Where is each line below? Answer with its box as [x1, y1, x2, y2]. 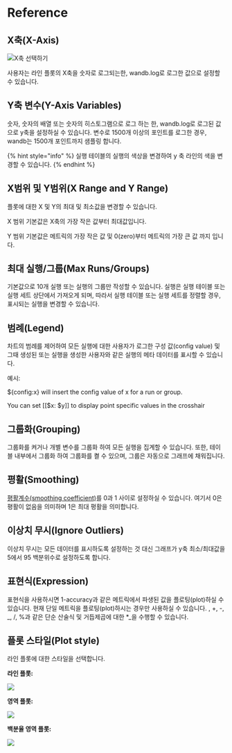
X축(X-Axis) [7, 34, 60, 46]
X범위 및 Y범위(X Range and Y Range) [7, 183, 168, 195]
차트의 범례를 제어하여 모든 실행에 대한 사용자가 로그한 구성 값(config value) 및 [7, 342, 220, 350]
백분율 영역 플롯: [7, 725, 52, 734]
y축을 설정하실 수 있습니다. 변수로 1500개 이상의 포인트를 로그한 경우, [19, 128, 207, 136]
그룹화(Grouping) [7, 423, 81, 435]
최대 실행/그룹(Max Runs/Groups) [7, 263, 150, 275]
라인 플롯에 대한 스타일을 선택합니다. [7, 654, 105, 663]
